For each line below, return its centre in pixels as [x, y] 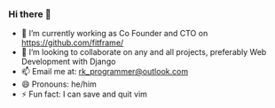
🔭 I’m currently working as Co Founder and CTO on [114, 34]
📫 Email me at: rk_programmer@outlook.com [104, 72]
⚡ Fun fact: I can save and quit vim [84, 94]
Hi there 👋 [30, 14]
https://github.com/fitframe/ [72, 42]
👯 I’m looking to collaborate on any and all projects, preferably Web [144, 52]
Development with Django [68, 62]
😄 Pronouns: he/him [59, 84]
